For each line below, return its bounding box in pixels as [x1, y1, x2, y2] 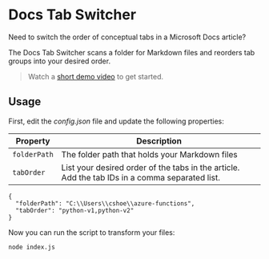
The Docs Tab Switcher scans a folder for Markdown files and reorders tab [8, 47, 255, 57]
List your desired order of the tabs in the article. [61, 162, 240, 173]
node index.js [8, 243, 56, 251]
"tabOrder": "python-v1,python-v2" [15, 206, 134, 214]
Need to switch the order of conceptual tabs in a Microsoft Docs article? [8, 32, 247, 42]
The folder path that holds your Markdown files [61, 148, 238, 160]
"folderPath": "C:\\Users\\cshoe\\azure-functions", [15, 199, 195, 208]
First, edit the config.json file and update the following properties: [8, 116, 224, 126]
